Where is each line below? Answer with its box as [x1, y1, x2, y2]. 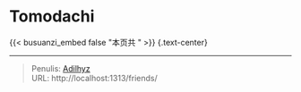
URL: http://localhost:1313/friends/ [30, 72, 159, 83]
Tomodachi [9, 6, 95, 27]
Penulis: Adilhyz [30, 63, 91, 73]
